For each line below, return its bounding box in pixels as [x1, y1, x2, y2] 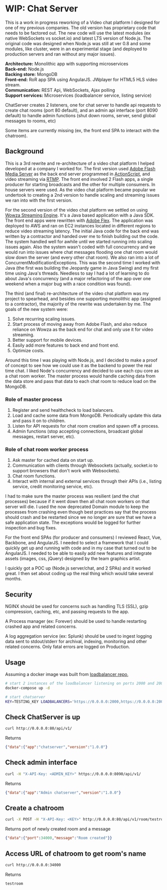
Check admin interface [5, 758, 78, 767]
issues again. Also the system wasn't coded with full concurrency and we [5, 244, 156, 250]
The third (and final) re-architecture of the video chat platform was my [5, 290, 149, 296]
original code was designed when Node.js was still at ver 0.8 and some [5, 40, 151, 46]
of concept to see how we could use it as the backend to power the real [5, 362, 152, 368]
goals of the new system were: [5, 306, 68, 312]
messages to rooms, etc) [5, 118, 56, 124]
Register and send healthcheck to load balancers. [12, 407, 114, 413]
